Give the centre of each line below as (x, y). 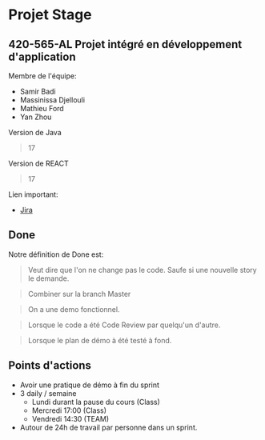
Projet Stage (50, 15)
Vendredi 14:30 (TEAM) (70, 418)
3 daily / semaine (48, 393)
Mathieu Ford (42, 108)
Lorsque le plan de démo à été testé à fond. (100, 340)
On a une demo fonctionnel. (74, 309)
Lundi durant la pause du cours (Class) (96, 402)
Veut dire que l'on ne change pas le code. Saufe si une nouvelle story (143, 270)
